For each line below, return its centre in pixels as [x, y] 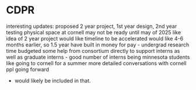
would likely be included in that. [53, 80]
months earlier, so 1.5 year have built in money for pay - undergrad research [98, 45]
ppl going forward [28, 69]
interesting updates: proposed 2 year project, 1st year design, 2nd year [92, 26]
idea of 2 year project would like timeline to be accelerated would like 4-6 [95, 38]
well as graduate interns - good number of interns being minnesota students [98, 57]
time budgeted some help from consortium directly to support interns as [93, 51]
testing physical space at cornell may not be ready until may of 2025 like [94, 32]
